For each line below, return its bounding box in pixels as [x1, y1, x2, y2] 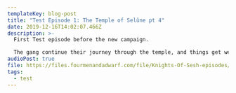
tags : [7, 68, 23, 76]
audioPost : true [7, 55, 55, 63]
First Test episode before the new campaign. [13, 36, 150, 43]
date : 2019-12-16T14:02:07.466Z [7, 23, 102, 30]
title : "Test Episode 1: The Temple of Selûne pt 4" [7, 17, 165, 24]
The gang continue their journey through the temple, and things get [13, 49, 221, 56]
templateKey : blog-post [7, 10, 77, 17]
